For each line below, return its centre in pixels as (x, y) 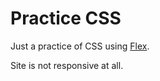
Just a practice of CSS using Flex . (80, 46)
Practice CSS (66, 18)
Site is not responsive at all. (67, 65)
